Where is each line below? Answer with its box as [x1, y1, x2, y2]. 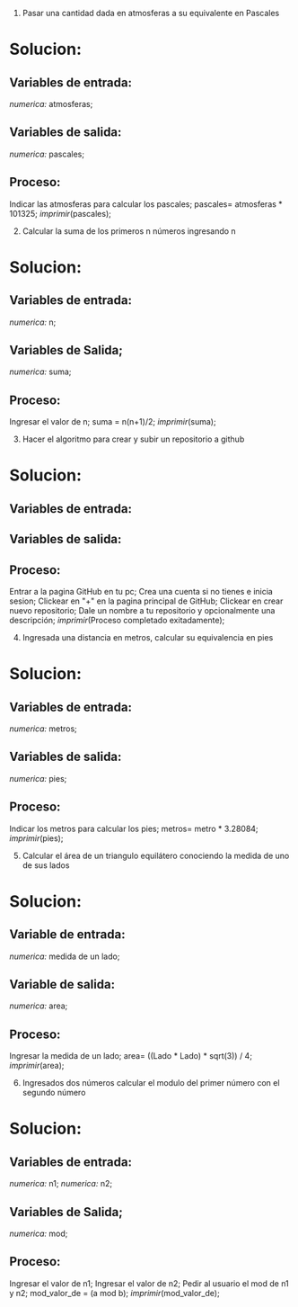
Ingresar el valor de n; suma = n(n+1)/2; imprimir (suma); [9, 416, 217, 427]
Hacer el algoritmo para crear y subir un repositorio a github [22, 434, 245, 444]
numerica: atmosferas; [9, 99, 93, 109]
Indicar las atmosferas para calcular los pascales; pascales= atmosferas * [9, 198, 283, 210]
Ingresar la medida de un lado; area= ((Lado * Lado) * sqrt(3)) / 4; [9, 1051, 253, 1061]
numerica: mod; [9, 1228, 68, 1240]
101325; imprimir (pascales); [9, 208, 112, 219]
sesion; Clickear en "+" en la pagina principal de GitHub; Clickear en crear [9, 595, 284, 606]
